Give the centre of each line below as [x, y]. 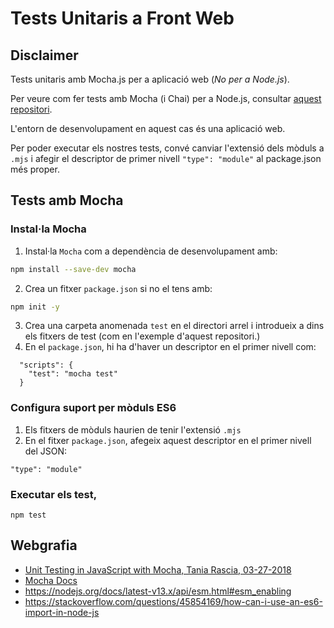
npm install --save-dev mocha [73, 269]
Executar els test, [54, 494]
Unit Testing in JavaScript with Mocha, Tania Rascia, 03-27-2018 [158, 569]
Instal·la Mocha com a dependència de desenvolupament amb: [151, 251]
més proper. [35, 169]
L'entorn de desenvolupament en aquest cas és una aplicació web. [148, 128]
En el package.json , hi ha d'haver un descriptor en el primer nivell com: [170, 347]
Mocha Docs [51, 580]
